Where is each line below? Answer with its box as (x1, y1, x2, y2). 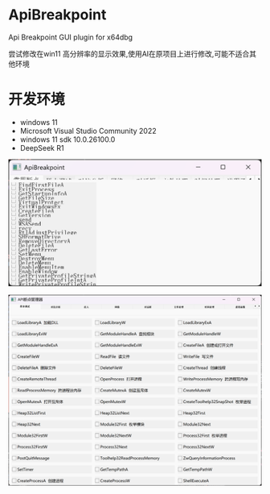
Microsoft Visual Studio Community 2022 (19, 126, 157, 135)
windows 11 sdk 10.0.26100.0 (19, 135, 116, 144)
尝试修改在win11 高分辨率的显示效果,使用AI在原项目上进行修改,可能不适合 (8, 48, 250, 58)
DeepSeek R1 (19, 143, 64, 152)
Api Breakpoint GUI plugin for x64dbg (8, 32, 133, 42)
